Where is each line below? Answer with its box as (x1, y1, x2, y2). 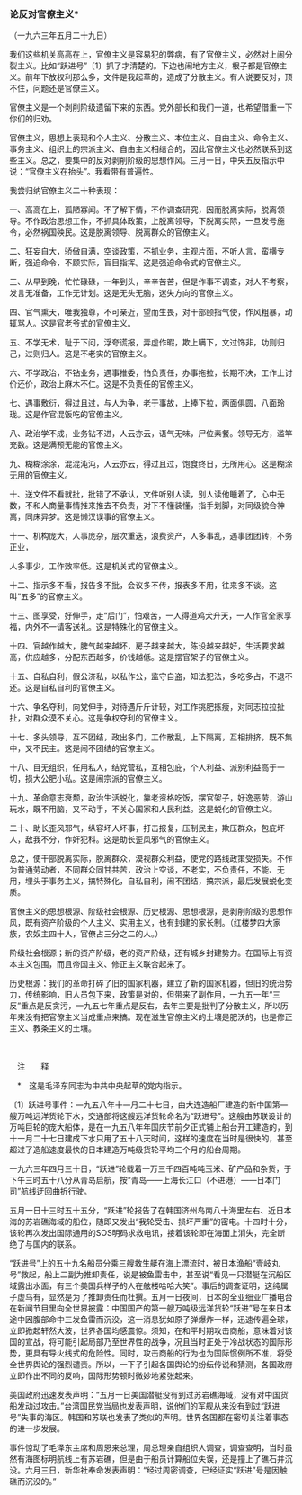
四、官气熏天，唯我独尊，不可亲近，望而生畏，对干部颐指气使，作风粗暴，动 (9, 307, 293, 318)
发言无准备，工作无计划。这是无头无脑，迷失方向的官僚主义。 (9, 288, 238, 299)
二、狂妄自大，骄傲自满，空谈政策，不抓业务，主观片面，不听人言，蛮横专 (9, 246, 285, 257)
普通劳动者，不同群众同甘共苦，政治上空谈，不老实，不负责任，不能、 (16, 864, 277, 875)
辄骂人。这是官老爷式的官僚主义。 (9, 318, 136, 329)
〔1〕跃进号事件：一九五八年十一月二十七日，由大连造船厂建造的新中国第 (9, 1099, 280, 1110)
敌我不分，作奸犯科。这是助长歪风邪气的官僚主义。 (24, 834, 214, 845)
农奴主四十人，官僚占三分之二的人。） (24, 928, 164, 939)
